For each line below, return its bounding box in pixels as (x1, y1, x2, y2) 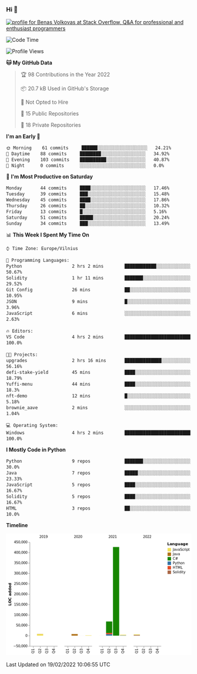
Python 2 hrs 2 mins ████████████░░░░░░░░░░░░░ (6, 264, 191, 269)
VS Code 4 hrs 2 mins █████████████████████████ (6, 334, 191, 340)
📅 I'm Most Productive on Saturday (6, 173, 93, 180)
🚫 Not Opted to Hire (20, 98, 69, 106)
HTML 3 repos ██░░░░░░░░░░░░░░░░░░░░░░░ (6, 505, 191, 512)
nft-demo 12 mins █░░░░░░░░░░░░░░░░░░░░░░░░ (6, 393, 191, 399)
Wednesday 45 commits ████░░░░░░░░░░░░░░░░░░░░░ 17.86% (6, 197, 169, 203)
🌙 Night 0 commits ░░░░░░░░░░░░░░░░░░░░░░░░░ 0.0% (6, 163, 165, 169)
